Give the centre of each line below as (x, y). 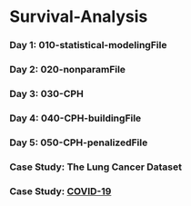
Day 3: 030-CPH (46, 93)
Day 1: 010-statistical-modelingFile (88, 45)
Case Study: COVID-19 (60, 191)
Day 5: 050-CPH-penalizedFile (79, 142)
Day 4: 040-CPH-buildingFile (75, 118)
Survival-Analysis (79, 17)
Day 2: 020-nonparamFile (67, 70)
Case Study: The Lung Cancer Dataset (95, 167)
